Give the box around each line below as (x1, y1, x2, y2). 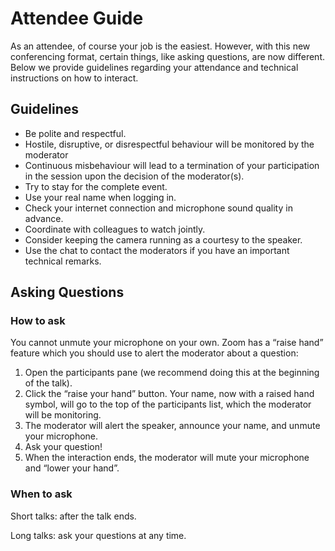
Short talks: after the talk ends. (10, 510, 137, 522)
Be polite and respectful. (24, 127, 127, 139)
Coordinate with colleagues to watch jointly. (24, 223, 206, 235)
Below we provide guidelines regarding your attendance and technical (10, 61, 299, 73)
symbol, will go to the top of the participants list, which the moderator (24, 398, 312, 411)
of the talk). (24, 377, 73, 389)
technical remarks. (24, 255, 102, 267)
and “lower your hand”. (24, 462, 120, 474)
